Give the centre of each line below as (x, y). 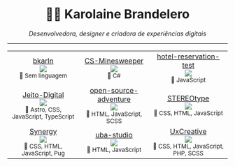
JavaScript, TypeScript (43, 116)
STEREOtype (188, 98)
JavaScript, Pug (43, 153)
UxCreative (188, 131)
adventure (114, 99)
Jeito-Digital (43, 95)
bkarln (43, 61)
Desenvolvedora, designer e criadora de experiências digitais (117, 33)
